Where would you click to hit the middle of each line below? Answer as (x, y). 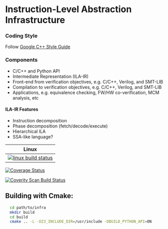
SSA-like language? (33, 136)
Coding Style (21, 36)
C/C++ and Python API (36, 71)
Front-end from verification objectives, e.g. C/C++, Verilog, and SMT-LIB (88, 81)
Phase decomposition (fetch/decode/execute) (60, 126)
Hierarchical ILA (29, 131)
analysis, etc (25, 98)
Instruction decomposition (39, 120)
